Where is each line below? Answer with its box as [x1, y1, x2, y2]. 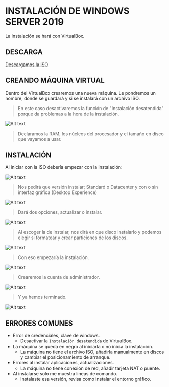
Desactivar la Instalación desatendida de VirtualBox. [20, 338, 133, 344]
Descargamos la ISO [5, 61, 49, 68]
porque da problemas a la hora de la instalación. [17, 111, 119, 117]
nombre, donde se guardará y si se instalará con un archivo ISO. [5, 95, 140, 101]
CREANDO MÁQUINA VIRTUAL [5, 76, 105, 85]
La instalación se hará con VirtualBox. [5, 33, 85, 39]
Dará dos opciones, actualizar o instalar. [17, 209, 103, 216]
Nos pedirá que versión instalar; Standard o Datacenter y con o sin [17, 184, 158, 190]
